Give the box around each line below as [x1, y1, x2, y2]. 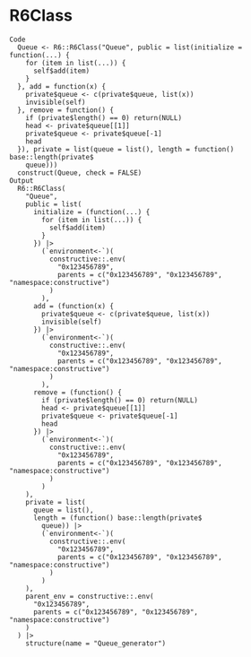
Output [9, 176, 34, 185]
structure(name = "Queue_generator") [25, 638, 167, 648]
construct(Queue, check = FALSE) [17, 168, 143, 177]
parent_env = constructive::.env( [25, 592, 154, 601]
